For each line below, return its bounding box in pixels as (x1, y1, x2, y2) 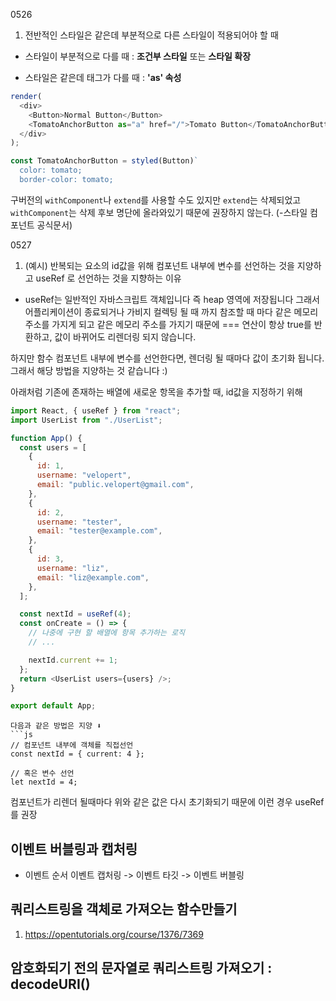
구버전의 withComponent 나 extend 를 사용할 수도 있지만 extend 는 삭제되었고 (10, 194, 302, 206)
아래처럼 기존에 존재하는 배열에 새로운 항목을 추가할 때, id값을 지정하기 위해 (10, 385, 303, 398)
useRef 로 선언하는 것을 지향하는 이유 (35, 272, 182, 284)
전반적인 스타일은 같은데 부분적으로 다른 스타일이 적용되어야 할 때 (24, 29, 279, 41)
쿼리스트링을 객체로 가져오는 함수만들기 (10, 901, 238, 918)
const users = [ (19, 442, 87, 453)
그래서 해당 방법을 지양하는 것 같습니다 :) (10, 364, 168, 376)
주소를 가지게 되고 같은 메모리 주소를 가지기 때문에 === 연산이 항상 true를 (24, 318, 312, 330)
